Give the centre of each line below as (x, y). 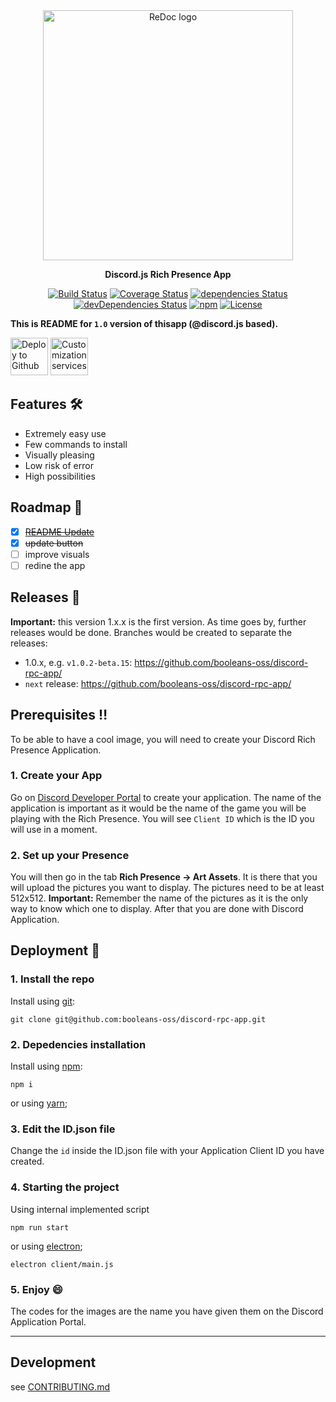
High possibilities (60, 476)
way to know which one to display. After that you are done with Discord (157, 909)
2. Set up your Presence (70, 855)
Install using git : (43, 1001)
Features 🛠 (46, 404)
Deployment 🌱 (55, 950)
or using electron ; (46, 1246)
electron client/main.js (62, 1264)
